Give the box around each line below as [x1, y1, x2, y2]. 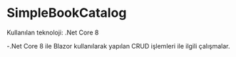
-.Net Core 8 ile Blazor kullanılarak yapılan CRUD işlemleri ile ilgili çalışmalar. [6, 42, 230, 50]
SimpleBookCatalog [6, 5, 127, 21]
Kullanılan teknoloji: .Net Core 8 [6, 28, 99, 37]
